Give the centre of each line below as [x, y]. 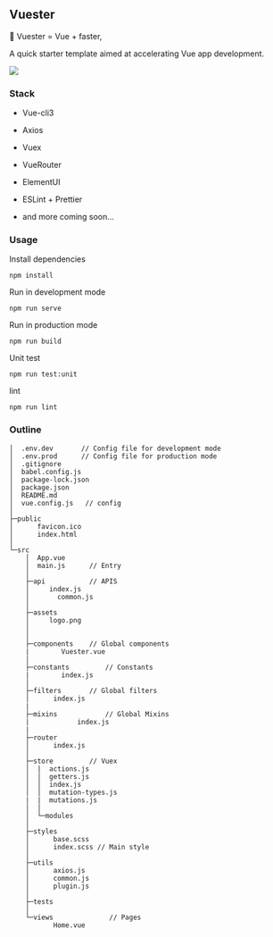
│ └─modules [50, 816]
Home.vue [70, 925]
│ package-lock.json [50, 480]
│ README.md [33, 495]
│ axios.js [56, 870]
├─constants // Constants [89, 667]
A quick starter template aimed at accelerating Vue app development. [137, 54]
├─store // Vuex [71, 761]
